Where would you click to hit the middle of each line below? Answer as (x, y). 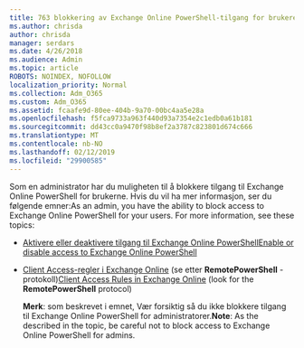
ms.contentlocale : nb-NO (56, 144)
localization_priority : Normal (68, 85)
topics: (22, 225)
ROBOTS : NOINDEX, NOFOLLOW (60, 77)
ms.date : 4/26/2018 (46, 52)
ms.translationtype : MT (54, 136)
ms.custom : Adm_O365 (48, 102)
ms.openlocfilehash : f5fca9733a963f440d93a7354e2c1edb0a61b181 (131, 118)
